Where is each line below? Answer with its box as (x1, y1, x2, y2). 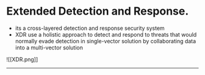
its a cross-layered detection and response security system (15, 24, 165, 32)
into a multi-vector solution (15, 44, 84, 51)
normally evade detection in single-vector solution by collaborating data (15, 37, 196, 45)
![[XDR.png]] (6, 55, 38, 63)
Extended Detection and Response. (6, 4, 189, 18)
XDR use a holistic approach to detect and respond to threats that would (15, 30, 197, 38)
